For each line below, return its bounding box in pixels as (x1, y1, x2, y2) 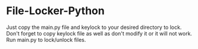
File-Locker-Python (6, 4, 105, 18)
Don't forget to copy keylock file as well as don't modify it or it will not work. (6, 30, 192, 37)
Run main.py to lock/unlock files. (6, 36, 86, 43)
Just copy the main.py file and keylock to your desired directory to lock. (6, 24, 182, 31)
